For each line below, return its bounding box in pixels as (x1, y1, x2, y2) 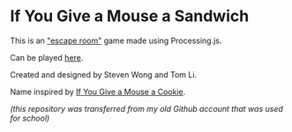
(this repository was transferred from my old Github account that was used (10, 103, 283, 114)
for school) (10, 113, 50, 123)
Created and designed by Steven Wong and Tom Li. (10, 69, 198, 80)
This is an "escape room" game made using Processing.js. (10, 35, 222, 46)
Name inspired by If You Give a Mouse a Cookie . (10, 86, 186, 97)
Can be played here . (10, 52, 84, 62)
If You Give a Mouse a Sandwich (10, 6, 250, 26)
